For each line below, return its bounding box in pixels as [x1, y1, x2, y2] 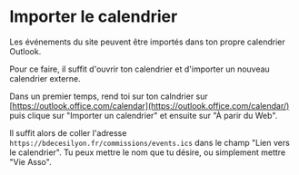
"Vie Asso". [9, 156, 52, 167]
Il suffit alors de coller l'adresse [9, 127, 127, 138]
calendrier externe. [9, 73, 81, 83]
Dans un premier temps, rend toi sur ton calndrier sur [9, 91, 209, 102]
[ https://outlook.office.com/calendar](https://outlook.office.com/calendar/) [9, 100, 290, 111]
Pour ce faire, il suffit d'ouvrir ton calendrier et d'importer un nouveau [9, 63, 270, 74]
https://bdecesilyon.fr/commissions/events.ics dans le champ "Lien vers [9, 137, 291, 148]
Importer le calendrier [9, 6, 178, 27]
